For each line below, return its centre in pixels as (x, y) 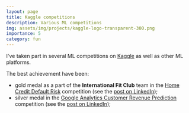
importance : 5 (24, 34)
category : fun (24, 39)
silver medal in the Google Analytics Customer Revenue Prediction (95, 98)
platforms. (19, 62)
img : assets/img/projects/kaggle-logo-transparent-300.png (81, 28)
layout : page (22, 12)
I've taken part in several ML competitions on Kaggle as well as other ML (95, 56)
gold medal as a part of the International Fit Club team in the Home (97, 85)
